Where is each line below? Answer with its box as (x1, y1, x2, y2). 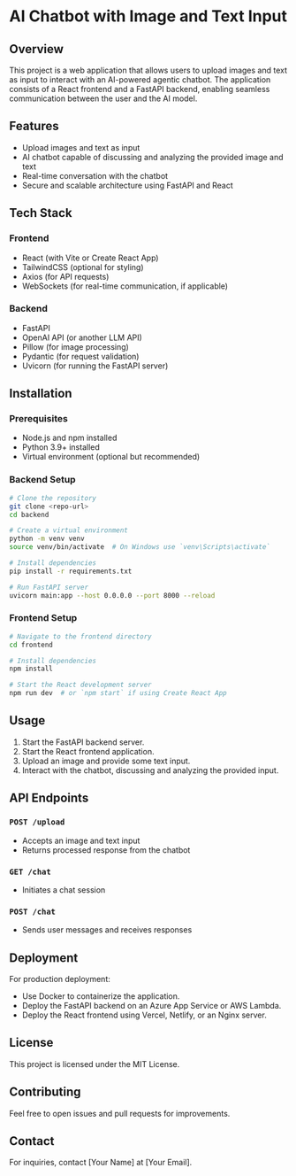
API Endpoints (9, 791, 89, 806)
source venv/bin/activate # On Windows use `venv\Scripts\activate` (9, 543, 271, 552)
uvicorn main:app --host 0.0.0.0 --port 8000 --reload (9, 591, 216, 600)
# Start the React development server (9, 680, 152, 690)
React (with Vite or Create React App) (21, 252, 159, 263)
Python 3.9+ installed (21, 442, 100, 453)
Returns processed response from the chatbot (21, 844, 191, 855)
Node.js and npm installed (21, 432, 118, 444)
